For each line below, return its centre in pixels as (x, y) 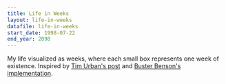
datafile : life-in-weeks (43, 26)
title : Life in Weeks (38, 13)
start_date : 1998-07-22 (41, 33)
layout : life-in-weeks (40, 20)
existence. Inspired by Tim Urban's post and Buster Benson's (94, 66)
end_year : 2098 (29, 39)
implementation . (30, 74)
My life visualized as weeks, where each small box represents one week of (113, 59)
